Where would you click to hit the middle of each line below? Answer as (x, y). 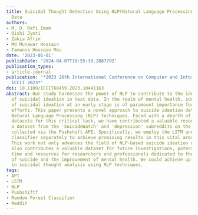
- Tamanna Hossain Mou (34, 50)
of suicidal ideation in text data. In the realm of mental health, (97, 99)
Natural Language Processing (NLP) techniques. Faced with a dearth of (101, 115)
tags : (13, 171)
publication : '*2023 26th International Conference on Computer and (92, 77)
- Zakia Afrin (24, 39)
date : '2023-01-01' (30, 55)
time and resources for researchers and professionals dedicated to (97, 154)
